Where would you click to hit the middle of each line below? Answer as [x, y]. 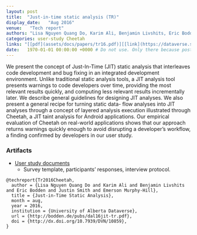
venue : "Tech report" [35, 28]
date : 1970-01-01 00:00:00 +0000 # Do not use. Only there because [93, 50]
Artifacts [19, 150]
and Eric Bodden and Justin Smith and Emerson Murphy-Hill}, [82, 191]
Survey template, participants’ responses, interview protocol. [97, 169]
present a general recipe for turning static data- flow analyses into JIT [91, 104]
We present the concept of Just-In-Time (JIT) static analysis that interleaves [98, 66]
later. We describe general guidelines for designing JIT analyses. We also [95, 98]
